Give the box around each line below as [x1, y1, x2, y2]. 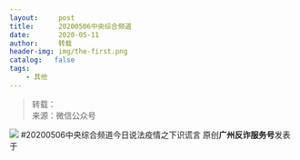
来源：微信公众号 [31, 110, 96, 121]
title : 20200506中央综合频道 [9, 22, 132, 31]
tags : [9, 65, 30, 74]
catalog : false [9, 55, 75, 65]
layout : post [9, 13, 75, 23]
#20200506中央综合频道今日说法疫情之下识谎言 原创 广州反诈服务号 [20, 129, 275, 140]
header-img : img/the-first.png [9, 47, 128, 56]
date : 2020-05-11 [9, 30, 100, 39]
